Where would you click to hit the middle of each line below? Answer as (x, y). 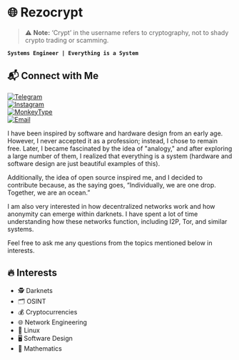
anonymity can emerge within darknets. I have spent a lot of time (103, 214)
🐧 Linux (29, 330)
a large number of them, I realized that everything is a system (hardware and (120, 156)
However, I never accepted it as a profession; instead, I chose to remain (112, 140)
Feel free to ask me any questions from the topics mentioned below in (110, 242)
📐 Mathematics (40, 348)
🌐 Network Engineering (52, 322)
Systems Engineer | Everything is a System (73, 53)
